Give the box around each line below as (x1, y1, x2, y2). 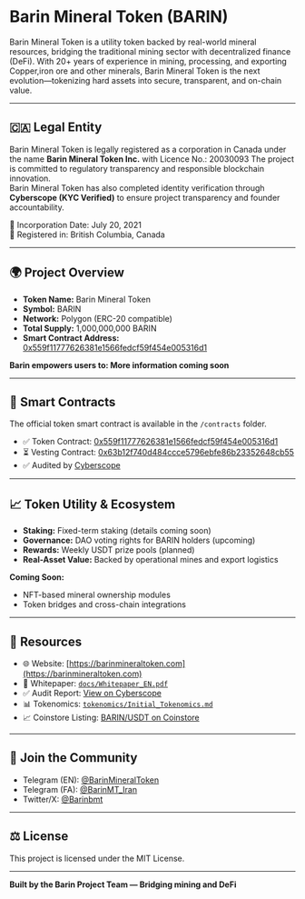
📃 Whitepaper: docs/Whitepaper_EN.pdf (22, 678, 169, 688)
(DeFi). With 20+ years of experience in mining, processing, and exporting (9, 55, 288, 66)
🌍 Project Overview (9, 265, 125, 281)
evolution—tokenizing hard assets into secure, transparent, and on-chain (9, 75, 282, 85)
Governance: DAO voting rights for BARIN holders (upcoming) (22, 534, 256, 546)
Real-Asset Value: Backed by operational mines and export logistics (22, 554, 279, 565)
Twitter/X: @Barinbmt (22, 794, 103, 804)
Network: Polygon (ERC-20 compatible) (22, 313, 172, 324)
